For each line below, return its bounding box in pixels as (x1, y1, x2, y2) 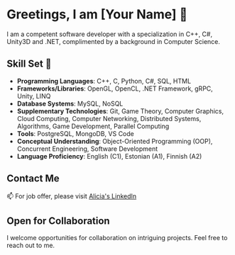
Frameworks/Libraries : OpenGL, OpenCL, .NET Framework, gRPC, (16, 84, 214, 93)
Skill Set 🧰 (6, 58, 52, 70)
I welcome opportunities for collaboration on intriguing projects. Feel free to (6, 234, 228, 242)
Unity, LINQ (16, 91, 51, 100)
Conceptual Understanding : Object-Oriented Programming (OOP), (16, 137, 213, 145)
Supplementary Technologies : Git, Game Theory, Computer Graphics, (16, 106, 224, 115)
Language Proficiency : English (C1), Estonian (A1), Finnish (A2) (16, 152, 202, 160)
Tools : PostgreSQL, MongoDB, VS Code (16, 129, 134, 137)
